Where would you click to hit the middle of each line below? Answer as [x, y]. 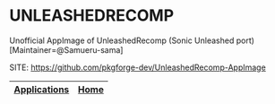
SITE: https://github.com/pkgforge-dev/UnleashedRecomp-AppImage [137, 67]
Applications [42, 89]
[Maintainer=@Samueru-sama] [66, 49]
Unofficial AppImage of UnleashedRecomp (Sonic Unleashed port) [132, 40]
